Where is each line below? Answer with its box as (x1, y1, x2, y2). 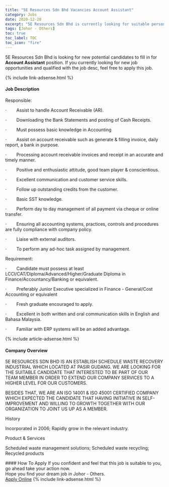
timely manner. (5, 157, 36, 163)
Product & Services (5, 435, 45, 442)
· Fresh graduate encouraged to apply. (5, 301, 94, 307)
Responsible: (5, 97, 32, 103)
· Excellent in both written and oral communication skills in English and (5, 311, 159, 317)
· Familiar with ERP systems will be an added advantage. (5, 326, 131, 332)
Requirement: (5, 255, 33, 261)
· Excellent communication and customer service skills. (5, 176, 128, 182)
